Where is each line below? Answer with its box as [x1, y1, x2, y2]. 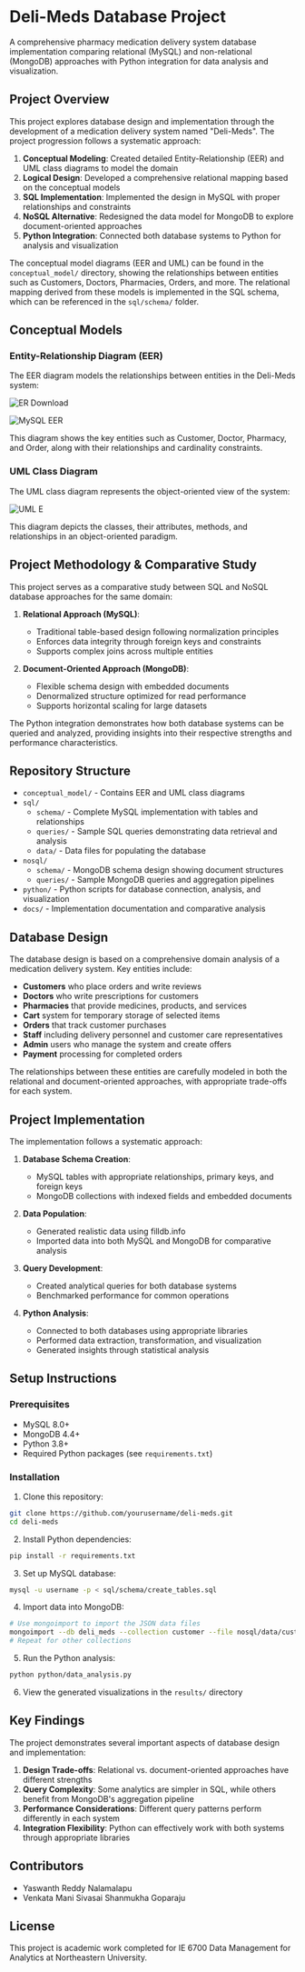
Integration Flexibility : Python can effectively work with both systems [22, 1822, 285, 1833]
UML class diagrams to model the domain [22, 162, 179, 174]
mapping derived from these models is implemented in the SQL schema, [9, 286, 280, 297]
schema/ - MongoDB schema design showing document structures [35, 865, 284, 876]
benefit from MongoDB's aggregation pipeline [22, 1793, 195, 1804]
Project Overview [9, 92, 110, 107]
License [9, 1918, 55, 1934]
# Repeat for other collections [9, 1637, 132, 1646]
